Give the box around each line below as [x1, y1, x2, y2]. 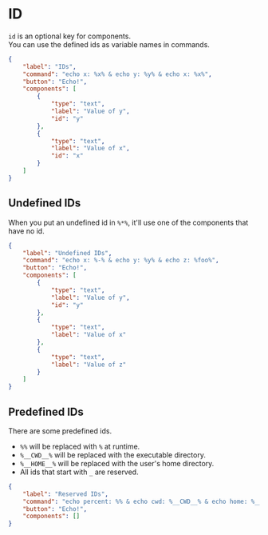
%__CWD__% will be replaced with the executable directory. [19, 449, 206, 460]
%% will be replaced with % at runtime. [19, 441, 140, 451]
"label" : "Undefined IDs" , [22, 249, 112, 257]
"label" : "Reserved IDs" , [22, 489, 109, 498]
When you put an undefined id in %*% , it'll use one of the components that [8, 218, 249, 227]
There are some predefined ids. [8, 425, 112, 436]
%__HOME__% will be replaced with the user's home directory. [19, 458, 215, 468]
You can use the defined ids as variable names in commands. [8, 39, 210, 49]
